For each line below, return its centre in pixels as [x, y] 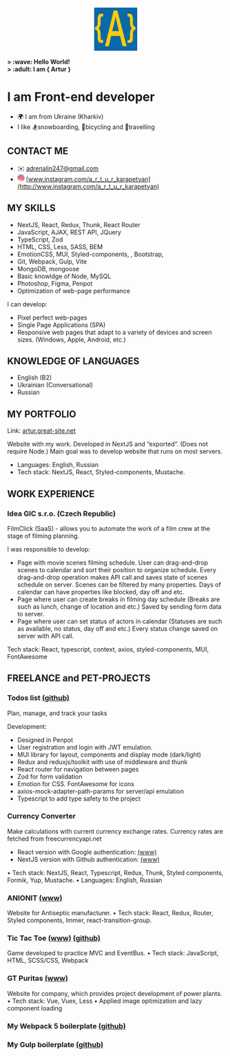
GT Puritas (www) [38, 979]
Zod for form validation [50, 776]
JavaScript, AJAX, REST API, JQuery [69, 232]
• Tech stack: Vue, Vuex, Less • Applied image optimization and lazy [105, 1001]
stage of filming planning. [43, 536]
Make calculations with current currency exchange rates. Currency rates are [115, 831]
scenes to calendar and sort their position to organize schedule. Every [117, 569]
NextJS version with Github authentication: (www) [88, 859]
